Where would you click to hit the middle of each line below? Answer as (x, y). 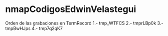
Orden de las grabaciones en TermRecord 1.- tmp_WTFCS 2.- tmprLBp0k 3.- (84, 23)
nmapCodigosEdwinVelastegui (71, 9)
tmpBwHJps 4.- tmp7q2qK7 (34, 28)
